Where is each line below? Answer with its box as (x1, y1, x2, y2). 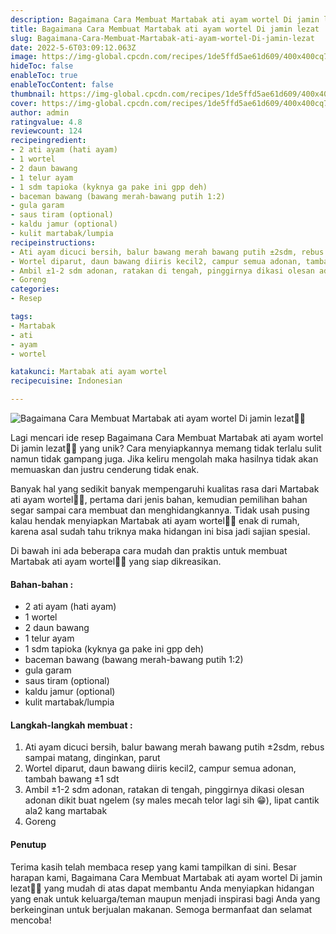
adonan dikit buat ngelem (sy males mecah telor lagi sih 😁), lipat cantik (24, 794, 320, 806)
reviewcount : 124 (10, 126, 83, 136)
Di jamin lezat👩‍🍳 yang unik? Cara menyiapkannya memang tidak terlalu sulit (10, 442, 322, 454)
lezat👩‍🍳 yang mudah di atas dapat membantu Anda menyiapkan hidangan (10, 882, 315, 894)
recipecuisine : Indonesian (10, 376, 123, 386)
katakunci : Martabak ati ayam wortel (10, 367, 168, 377)
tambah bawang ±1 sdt (24, 773, 120, 785)
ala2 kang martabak (24, 805, 108, 817)
